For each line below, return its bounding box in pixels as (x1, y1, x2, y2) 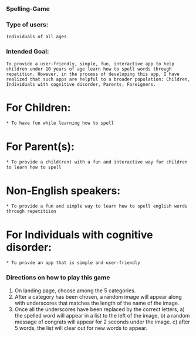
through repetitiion (6, 208, 57, 215)
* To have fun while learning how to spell (6, 120, 114, 126)
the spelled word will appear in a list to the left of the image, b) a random (14, 312, 190, 319)
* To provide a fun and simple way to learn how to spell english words (6, 203, 188, 209)
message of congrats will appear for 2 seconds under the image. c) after (14, 318, 191, 325)
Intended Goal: (6, 48, 49, 56)
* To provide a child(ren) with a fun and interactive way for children (6, 159, 188, 165)
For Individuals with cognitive (6, 228, 153, 241)
